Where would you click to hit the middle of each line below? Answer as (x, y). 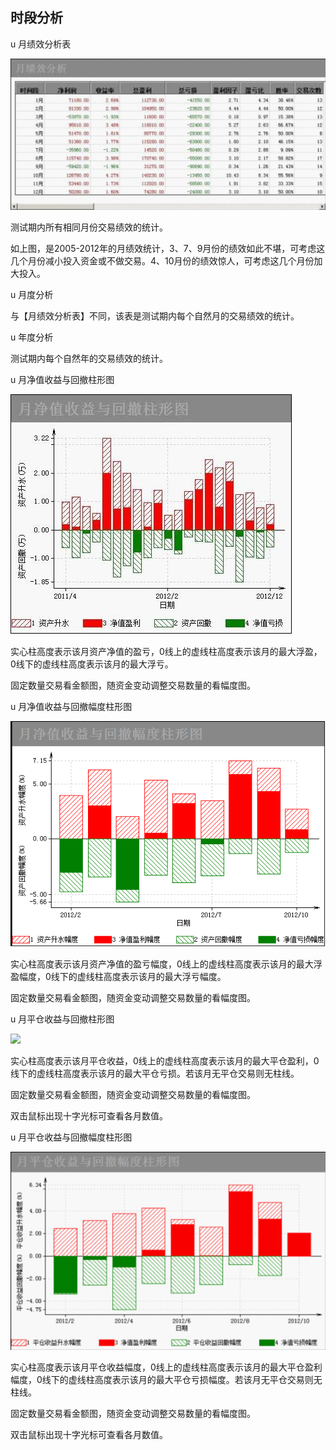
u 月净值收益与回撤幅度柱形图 (71, 707)
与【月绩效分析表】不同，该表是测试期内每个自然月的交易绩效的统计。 (155, 316)
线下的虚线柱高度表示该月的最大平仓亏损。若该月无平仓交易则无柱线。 (155, 1074)
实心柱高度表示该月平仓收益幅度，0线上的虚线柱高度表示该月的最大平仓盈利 (166, 1367)
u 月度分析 (32, 295)
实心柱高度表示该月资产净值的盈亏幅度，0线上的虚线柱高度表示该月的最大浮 (166, 964)
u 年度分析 (32, 337)
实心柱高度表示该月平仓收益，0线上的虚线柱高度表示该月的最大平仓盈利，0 (165, 1061)
